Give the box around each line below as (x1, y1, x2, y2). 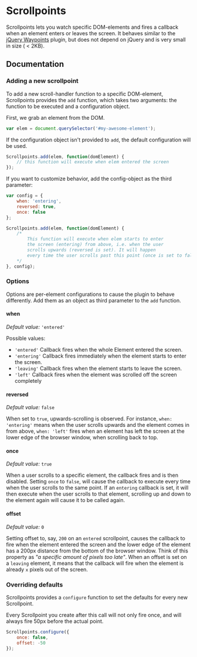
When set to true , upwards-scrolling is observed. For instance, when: (6, 415, 173, 422)
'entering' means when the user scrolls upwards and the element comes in (6, 422, 189, 429)
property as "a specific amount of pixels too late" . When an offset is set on (6, 553, 187, 560)
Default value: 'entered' (6, 324, 66, 330)
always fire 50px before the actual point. (6, 618, 104, 625)
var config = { (6, 193, 43, 199)
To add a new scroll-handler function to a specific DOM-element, (6, 90, 164, 97)
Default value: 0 (6, 523, 45, 530)
